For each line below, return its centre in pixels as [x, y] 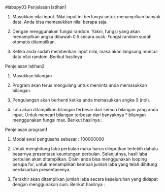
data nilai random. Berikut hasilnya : [49, 57]
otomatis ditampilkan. [34, 42]
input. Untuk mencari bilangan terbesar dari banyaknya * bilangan [79, 115]
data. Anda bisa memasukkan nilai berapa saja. [60, 22]
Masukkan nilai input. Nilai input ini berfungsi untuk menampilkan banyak [86, 16]
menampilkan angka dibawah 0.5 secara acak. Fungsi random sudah [82, 37]
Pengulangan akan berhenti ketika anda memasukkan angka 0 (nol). [81, 100]
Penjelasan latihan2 [25, 66]
